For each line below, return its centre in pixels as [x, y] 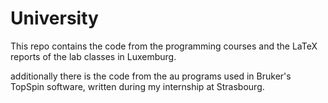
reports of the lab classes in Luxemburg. [93, 56]
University [54, 18]
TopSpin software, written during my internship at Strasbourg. [137, 86]
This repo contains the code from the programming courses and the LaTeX [164, 46]
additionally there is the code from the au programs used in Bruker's [151, 76]
